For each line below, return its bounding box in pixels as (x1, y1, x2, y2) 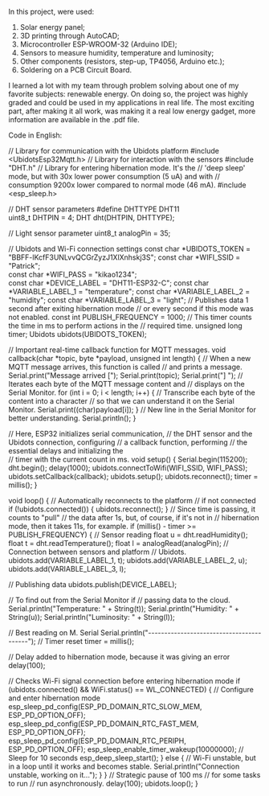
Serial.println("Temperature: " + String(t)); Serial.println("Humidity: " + (8, 604, 239, 613)
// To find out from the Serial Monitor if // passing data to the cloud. (8, 595, 230, 605)
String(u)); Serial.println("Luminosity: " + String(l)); (8, 613, 175, 622)
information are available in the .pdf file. (8, 115, 141, 124)
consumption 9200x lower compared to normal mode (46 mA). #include (8, 180, 247, 190)
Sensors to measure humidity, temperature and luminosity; (19, 48, 214, 57)
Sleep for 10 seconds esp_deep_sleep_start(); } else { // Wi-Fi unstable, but (8, 753, 257, 762)
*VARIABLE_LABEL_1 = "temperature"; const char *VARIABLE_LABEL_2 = (8, 287, 251, 296)
